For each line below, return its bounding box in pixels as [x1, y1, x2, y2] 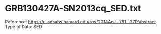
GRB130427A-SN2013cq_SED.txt [5, 3, 141, 14]
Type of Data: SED [5, 23, 43, 29]
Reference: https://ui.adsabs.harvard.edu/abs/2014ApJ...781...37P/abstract [5, 19, 156, 24]
